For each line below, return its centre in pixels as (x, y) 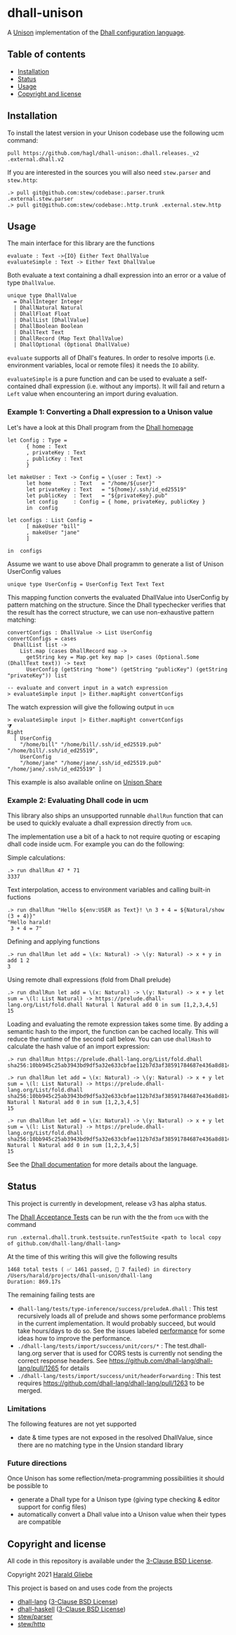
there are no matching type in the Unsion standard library (100, 1445)
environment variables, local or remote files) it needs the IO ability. (103, 365)
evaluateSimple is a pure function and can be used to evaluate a (100, 379)
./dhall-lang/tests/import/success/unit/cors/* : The (97, 1346)
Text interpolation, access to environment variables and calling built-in (109, 889)
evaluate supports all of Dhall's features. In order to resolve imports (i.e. (111, 358)
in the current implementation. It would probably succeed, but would (117, 1323)
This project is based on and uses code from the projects (90, 1588)
